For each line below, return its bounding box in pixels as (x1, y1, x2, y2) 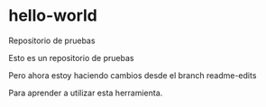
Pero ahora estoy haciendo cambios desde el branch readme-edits (8, 69, 257, 81)
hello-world (8, 5, 98, 26)
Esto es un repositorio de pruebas (8, 52, 134, 63)
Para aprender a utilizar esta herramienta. (8, 87, 163, 98)
